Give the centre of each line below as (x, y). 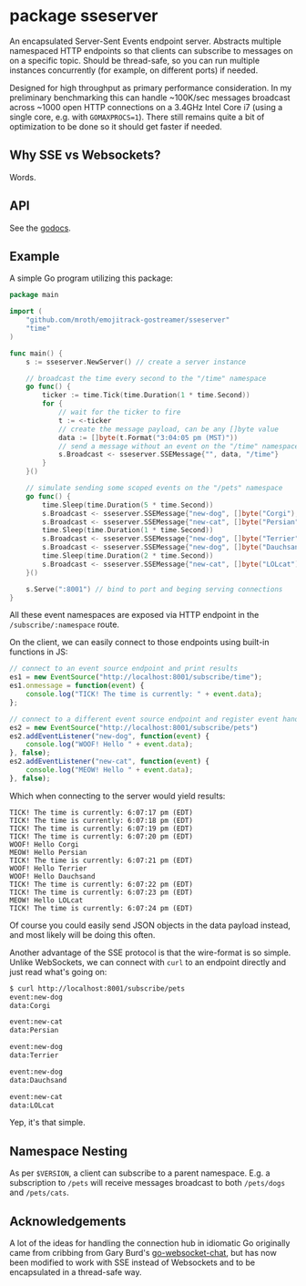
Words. (23, 177)
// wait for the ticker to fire (119, 412)
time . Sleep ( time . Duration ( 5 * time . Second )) (128, 505)
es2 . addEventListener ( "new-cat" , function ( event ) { (109, 762)
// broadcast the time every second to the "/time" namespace (146, 378)
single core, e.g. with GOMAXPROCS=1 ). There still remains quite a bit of (137, 117)
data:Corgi (30, 1005)
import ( (26, 312)
